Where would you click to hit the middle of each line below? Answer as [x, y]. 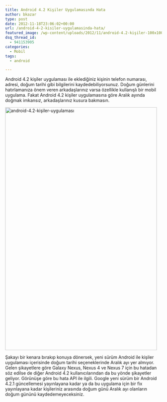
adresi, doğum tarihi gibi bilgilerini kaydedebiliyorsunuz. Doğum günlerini [80, 85]
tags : [11, 56]
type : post [16, 19]
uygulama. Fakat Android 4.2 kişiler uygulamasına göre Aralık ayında [75, 95]
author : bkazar [21, 14]
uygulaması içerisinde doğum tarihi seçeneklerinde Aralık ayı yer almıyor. [80, 363]
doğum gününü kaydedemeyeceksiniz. [45, 395]
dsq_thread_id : [21, 38]
